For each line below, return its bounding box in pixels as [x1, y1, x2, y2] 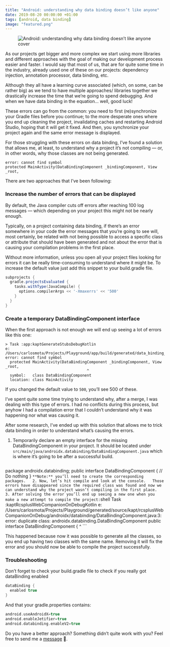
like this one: [5, 332, 32, 338]
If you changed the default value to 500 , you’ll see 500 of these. [5, 386, 138, 392]
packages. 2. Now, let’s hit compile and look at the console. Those [5, 478, 164, 484]
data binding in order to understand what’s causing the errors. [5, 427, 135, 433]
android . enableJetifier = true [5, 616, 67, 622]
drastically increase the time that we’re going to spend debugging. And [5, 93, 153, 99]
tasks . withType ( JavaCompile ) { [14, 284, 80, 289]
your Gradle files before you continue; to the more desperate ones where [5, 114, 158, 120]
